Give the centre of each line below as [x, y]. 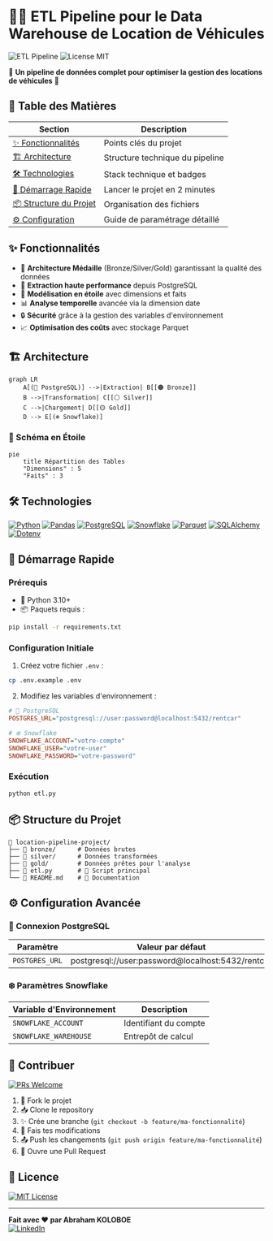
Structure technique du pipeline [164, 158]
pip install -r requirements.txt [65, 627]
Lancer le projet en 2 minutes [159, 189]
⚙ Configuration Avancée [74, 903]
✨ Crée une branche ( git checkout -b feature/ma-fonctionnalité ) [132, 1122]
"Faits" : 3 [43, 476]
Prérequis [28, 582]
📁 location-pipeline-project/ [60, 843]
